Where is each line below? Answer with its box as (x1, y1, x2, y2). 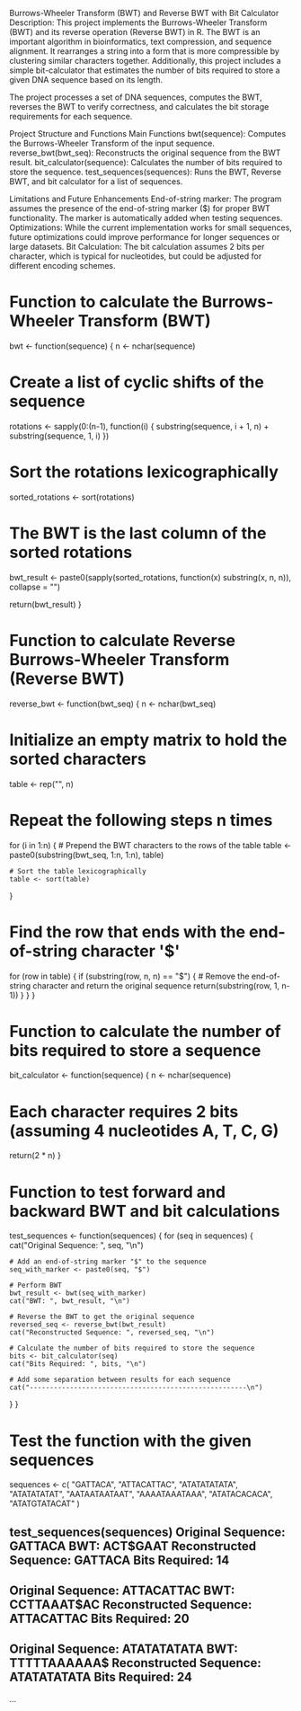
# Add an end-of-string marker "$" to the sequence (9, 1257, 207, 1266)
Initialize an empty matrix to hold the (9, 730, 288, 749)
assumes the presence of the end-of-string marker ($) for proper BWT (9, 203, 271, 214)
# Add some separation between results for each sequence (9, 1375, 231, 1385)
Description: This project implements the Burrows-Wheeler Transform (9, 17, 268, 28)
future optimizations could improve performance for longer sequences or (9, 232, 280, 242)
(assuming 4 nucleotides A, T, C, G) (9, 1121, 279, 1140)
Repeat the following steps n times (9, 810, 273, 830)
